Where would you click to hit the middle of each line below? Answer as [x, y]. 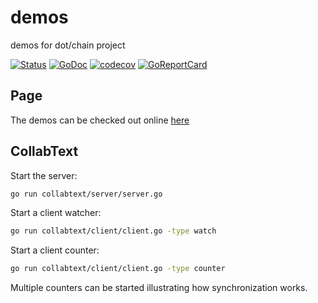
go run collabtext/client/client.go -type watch [113, 231]
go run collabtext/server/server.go [86, 194]
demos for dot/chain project [68, 45]
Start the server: [44, 175]
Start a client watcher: [56, 213]
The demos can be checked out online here [100, 120]
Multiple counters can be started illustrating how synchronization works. [159, 288]
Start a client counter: [55, 250]
